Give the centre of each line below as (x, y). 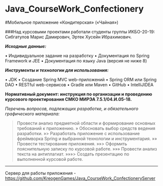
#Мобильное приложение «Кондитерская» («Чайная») (62, 22)
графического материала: (32, 114)
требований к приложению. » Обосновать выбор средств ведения (86, 128)
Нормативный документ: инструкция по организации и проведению (79, 94)
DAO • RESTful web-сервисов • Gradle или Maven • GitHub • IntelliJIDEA (79, 85)
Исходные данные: (26, 46)
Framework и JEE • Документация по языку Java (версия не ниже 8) (76, 61)
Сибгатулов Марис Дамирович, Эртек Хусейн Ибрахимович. (68, 37)
